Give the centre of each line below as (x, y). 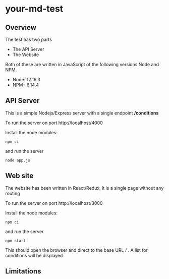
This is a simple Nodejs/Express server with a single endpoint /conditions (82, 113)
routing (13, 193)
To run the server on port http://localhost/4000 (54, 123)
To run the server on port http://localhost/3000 (54, 203)
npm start (16, 241)
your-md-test (34, 9)
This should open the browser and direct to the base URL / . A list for (76, 250)
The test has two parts (29, 39)
